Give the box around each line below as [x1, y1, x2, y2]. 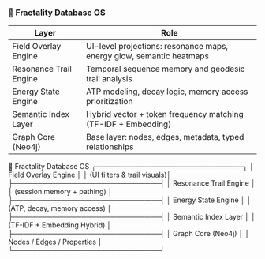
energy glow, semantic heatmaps [86, 51, 209, 62]
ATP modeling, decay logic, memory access [86, 86, 248, 97]
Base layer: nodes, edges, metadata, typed [86, 132, 244, 143]
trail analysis [86, 73, 132, 84]
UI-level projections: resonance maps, [86, 41, 229, 52]
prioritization [86, 96, 133, 107]
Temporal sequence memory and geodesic [86, 63, 245, 74]
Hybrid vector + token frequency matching [86, 109, 244, 120]
